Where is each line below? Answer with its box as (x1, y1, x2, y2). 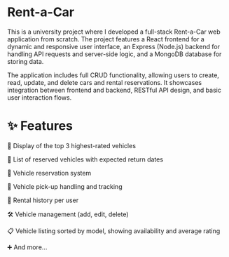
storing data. (7, 57, 44, 65)
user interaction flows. (7, 93, 72, 102)
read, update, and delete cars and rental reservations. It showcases (7, 78, 202, 86)
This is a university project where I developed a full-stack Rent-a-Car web (7, 27, 221, 36)
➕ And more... (7, 243, 48, 251)
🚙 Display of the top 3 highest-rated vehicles (7, 141, 137, 150)
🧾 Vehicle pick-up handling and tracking (7, 182, 123, 190)
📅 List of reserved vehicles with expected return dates (7, 155, 163, 164)
